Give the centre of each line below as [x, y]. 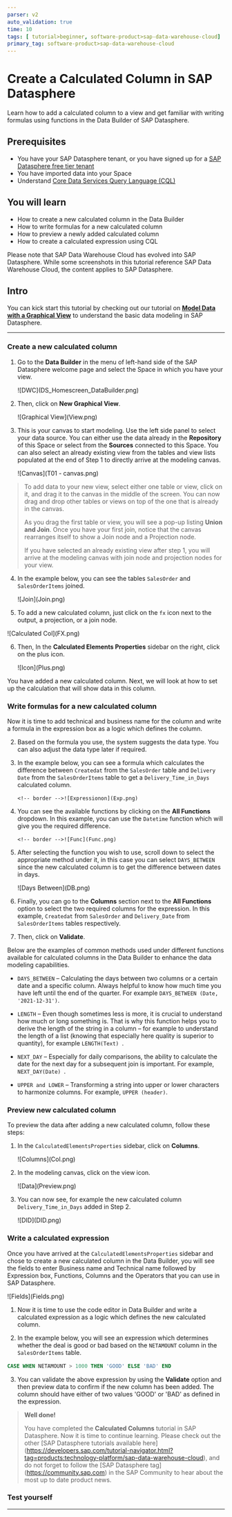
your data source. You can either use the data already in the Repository [119, 438]
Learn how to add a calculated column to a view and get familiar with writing [116, 113]
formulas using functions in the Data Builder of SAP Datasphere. [98, 120]
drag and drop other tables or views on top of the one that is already [121, 501]
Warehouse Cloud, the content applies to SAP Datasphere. [90, 269]
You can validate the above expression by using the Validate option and [119, 1379]
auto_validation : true [40, 22]
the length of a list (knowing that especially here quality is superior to [115, 1036]
